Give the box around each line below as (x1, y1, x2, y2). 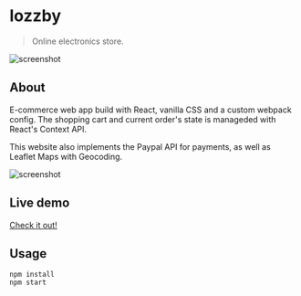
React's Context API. (9, 123, 88, 134)
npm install (9, 270, 55, 280)
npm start (9, 278, 47, 288)
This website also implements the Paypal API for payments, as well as (9, 141, 271, 152)
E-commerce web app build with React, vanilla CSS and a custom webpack (9, 104, 292, 115)
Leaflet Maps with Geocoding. (9, 151, 123, 162)
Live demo (9, 196, 70, 211)
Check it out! (9, 219, 57, 230)
